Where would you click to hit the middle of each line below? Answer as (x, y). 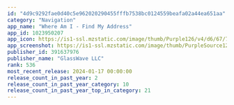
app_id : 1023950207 (36, 33)
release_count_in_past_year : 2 (53, 78)
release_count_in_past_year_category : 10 (68, 84)
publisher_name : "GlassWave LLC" (56, 59)
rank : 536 (22, 65)
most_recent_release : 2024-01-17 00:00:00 (70, 71)
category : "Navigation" (42, 20)
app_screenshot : (31, 46)
